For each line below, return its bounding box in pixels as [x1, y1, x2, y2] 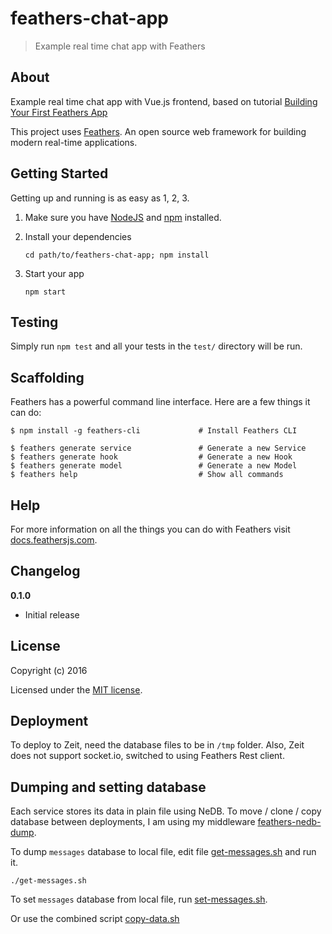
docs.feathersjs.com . [10, 534, 98, 546]
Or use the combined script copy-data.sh [10, 913, 180, 925]
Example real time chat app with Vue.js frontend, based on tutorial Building [10, 95, 318, 107]
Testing [10, 313, 59, 331]
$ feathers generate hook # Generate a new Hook [10, 452, 293, 462]
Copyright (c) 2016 [10, 664, 88, 676]
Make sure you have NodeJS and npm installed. [24, 211, 222, 223]
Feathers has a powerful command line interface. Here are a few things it [10, 396, 311, 408]
